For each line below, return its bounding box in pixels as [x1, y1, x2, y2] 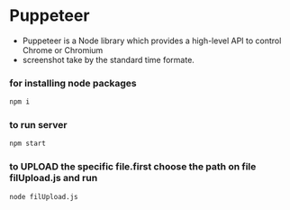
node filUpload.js [9, 192, 78, 201]
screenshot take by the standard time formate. [22, 54, 195, 65]
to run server [9, 119, 68, 132]
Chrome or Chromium [22, 44, 104, 55]
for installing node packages [9, 77, 137, 89]
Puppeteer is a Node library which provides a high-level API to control [22, 35, 282, 46]
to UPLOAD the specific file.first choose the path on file [9, 160, 257, 173]
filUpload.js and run [9, 172, 98, 185]
